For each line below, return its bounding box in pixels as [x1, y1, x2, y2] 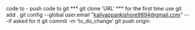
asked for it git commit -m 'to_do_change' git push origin [12, 18, 150, 24]
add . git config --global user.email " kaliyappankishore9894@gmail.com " [6, 11, 183, 18]
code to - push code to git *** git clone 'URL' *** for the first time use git [6, 5, 182, 12]
